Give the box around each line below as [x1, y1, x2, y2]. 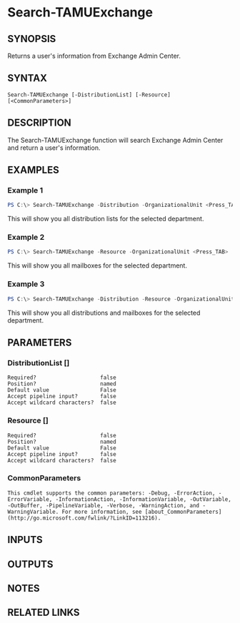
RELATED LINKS [7, 607, 80, 619]
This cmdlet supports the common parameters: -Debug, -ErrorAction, [7, 490, 216, 497]
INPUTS [7, 534, 43, 546]
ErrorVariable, [7, 495, 53, 503]
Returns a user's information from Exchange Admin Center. [7, 51, 181, 60]
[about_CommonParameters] [144, 508, 222, 515]
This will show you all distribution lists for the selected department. [7, 215, 204, 223]
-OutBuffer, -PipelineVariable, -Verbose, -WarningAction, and [7, 502, 200, 509]
